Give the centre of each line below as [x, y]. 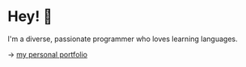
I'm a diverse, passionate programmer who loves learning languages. [123, 39]
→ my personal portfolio [48, 54]
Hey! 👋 [30, 17]
